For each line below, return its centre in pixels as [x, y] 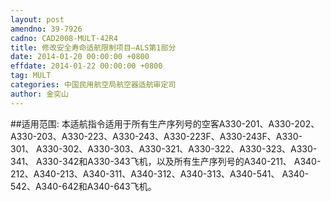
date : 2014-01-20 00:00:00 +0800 [80, 57]
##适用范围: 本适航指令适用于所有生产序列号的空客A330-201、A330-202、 [165, 123]
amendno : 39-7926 [46, 29]
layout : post [37, 19]
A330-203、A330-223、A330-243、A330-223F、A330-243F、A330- [156, 136]
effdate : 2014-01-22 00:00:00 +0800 [86, 66]
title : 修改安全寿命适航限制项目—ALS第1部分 [93, 47]
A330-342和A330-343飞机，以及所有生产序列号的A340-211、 [164, 161]
